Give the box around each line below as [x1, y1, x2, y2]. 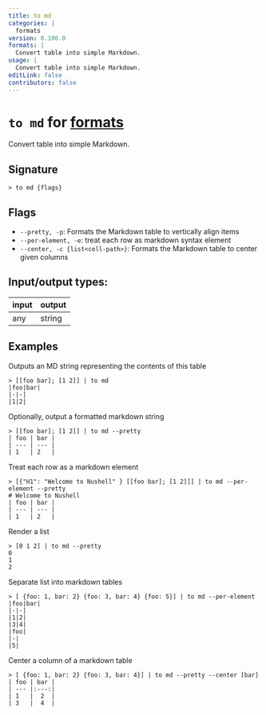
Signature [8, 162, 58, 176]
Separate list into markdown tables [8, 577, 122, 586]
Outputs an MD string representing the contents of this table [8, 361, 207, 370]
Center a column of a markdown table [8, 655, 133, 665]
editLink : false [8, 71, 62, 79]
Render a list [8, 526, 50, 536]
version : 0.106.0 [8, 34, 66, 42]
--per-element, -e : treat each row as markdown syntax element [19, 235, 232, 245]
